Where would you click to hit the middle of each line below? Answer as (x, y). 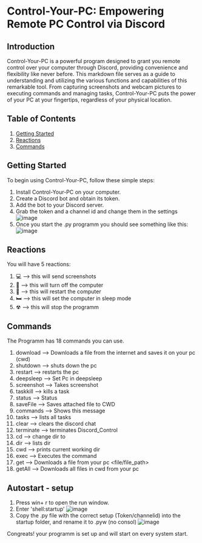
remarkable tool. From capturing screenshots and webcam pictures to (94, 87)
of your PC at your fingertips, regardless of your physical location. (89, 100)
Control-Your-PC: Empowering (86, 11)
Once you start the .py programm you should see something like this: (102, 224)
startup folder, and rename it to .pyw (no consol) (76, 522)
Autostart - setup (40, 488)
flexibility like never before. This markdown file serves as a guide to (91, 74)
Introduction (31, 46)
